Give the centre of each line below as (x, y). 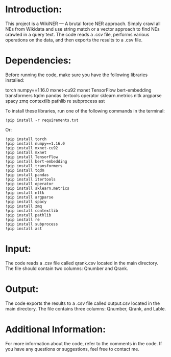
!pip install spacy (26, 202)
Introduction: (34, 9)
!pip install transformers (34, 166)
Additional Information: (56, 329)
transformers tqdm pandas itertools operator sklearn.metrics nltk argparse (83, 95)
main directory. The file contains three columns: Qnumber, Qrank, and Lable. (86, 308)
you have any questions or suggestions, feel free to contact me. (72, 349)
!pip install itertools (31, 179)
